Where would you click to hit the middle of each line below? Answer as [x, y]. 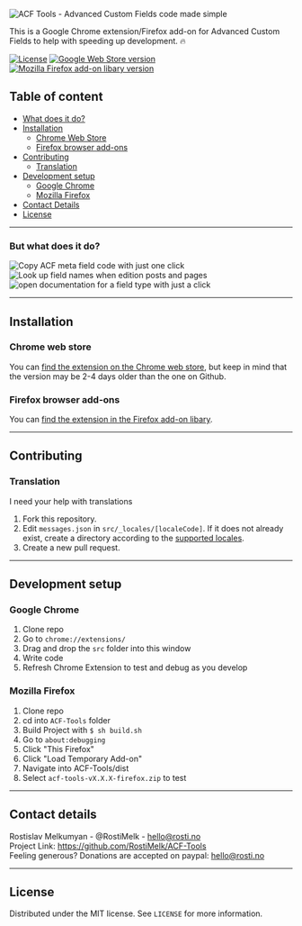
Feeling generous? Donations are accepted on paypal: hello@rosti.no [137, 855]
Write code [43, 658]
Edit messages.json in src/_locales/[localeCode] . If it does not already [153, 528]
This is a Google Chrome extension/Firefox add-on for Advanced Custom [145, 31]
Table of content [56, 97]
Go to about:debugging [64, 740]
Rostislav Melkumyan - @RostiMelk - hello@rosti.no [105, 836]
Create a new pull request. [71, 547]
